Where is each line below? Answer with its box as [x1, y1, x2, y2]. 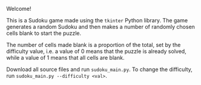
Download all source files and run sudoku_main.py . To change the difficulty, [6, 66, 193, 73]
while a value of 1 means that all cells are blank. [6, 54, 125, 61]
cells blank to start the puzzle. [6, 30, 82, 37]
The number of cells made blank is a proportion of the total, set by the [6, 42, 181, 48]
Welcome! [6, 5, 31, 12]
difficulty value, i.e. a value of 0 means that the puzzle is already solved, [6, 48, 186, 55]
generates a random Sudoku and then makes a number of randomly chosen [6, 24, 196, 30]
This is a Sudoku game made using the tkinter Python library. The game [6, 17, 188, 24]
